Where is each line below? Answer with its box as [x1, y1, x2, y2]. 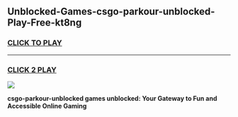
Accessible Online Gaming [7, 101, 87, 110]
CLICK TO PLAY [7, 38, 62, 48]
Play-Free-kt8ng [7, 17, 82, 29]
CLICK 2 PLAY [7, 65, 57, 74]
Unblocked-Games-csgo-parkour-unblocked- [7, 6, 215, 18]
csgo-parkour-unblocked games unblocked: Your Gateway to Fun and [7, 94, 217, 102]
